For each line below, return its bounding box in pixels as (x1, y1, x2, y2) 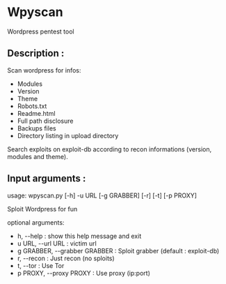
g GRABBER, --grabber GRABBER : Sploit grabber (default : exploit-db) (17, 246, 220, 255)
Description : (7, 47, 65, 59)
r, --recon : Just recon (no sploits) (17, 254, 115, 262)
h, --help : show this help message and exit (17, 232, 142, 240)
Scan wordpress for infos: (7, 66, 81, 74)
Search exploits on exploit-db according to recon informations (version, (7, 144, 212, 154)
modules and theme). (7, 152, 68, 160)
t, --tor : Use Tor (17, 261, 65, 269)
